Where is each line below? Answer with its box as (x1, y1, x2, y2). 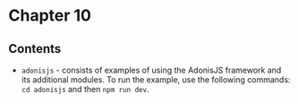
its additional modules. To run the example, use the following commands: (21, 74, 291, 85)
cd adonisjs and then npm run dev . (21, 84, 149, 94)
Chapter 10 (8, 5, 91, 26)
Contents (8, 41, 62, 56)
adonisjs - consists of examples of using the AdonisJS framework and (21, 64, 282, 75)
